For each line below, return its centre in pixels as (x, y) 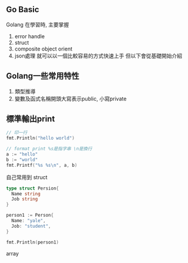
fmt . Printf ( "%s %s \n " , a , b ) (42, 165)
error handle (30, 36)
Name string (26, 194)
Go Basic (23, 10)
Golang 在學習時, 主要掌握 (38, 24)
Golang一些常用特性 (43, 76)
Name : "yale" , (28, 221)
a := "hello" (22, 154)
